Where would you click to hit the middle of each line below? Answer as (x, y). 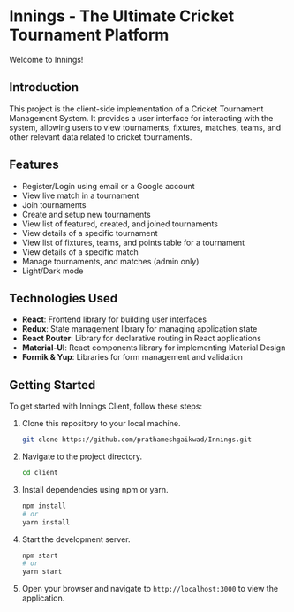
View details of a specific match (80, 252)
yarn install (46, 522)
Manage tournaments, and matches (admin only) (110, 261)
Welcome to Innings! (46, 59)
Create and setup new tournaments (87, 214)
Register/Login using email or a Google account (109, 186)
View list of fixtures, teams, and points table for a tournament (133, 242)
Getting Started (53, 385)
